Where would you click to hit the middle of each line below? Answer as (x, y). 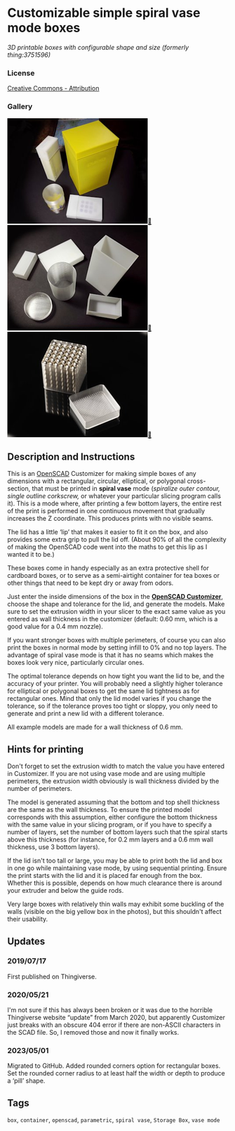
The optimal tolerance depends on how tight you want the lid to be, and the (116, 676)
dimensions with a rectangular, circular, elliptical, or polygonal (96, 481)
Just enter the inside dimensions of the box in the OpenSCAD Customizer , (115, 597)
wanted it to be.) (31, 555)
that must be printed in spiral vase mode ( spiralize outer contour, (126, 489)
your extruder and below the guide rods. (66, 891)
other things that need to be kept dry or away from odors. (90, 583)
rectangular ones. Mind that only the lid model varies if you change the (109, 699)
